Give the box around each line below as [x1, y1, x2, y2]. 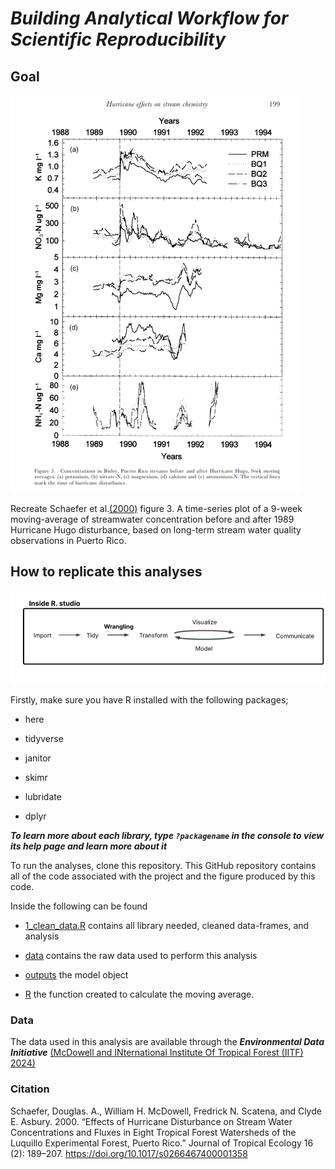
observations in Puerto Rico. [10, 535, 127, 546]
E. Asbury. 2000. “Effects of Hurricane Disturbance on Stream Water [10, 1115, 293, 1127]
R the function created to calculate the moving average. [24, 988, 255, 1001]
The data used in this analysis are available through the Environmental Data [10, 1036, 325, 1048]
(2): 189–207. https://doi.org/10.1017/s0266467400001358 [10, 1147, 248, 1159]
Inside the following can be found [10, 900, 148, 912]
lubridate [24, 791, 62, 803]
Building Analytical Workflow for [10, 7, 289, 30]
